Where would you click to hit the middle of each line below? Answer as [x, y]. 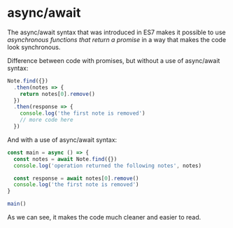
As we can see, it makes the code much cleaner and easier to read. [104, 218]
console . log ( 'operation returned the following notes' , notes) [107, 166]
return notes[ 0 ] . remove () [58, 94]
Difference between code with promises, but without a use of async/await [114, 60]
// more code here [47, 120]
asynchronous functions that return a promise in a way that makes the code [116, 39]
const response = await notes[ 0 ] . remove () [76, 178]
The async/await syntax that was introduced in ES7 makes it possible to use [116, 32]
